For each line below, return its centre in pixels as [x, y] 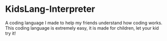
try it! [10, 33]
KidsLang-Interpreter [50, 9]
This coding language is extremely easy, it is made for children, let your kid [82, 28]
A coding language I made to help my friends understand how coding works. [84, 23]
